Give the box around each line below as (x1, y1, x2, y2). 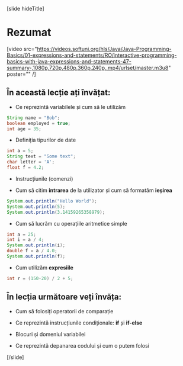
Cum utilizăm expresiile (15, 264, 73, 271)
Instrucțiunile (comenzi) (15, 175, 73, 182)
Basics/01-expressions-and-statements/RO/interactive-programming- (7, 52, 177, 59)
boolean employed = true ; (7, 120, 70, 126)
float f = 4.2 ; (7, 165, 44, 171)
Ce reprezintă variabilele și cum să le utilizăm (15, 103, 126, 110)
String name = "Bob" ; (7, 115, 60, 121)
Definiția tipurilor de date (15, 136, 76, 144)
